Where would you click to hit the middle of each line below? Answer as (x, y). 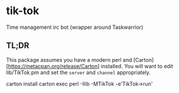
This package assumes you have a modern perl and (69, 59)
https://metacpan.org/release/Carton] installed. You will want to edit (90, 66)
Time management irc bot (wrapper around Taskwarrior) (75, 27)
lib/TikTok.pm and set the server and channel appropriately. (78, 72)
